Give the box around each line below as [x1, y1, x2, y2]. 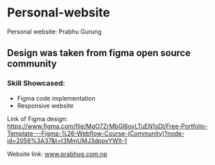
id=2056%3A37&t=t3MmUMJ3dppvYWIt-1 [7, 136, 128, 144]
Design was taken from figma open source [7, 47, 191, 59]
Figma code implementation [16, 94, 96, 102]
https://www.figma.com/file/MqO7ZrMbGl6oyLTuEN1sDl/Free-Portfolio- [7, 122, 208, 130]
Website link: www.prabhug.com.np [7, 149, 108, 158]
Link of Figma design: [7, 114, 68, 123]
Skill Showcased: [7, 79, 66, 88]
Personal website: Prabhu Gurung [7, 27, 102, 36]
